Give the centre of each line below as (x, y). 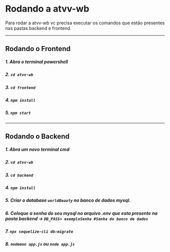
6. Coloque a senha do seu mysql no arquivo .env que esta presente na (81, 213)
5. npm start (18, 113)
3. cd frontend (20, 87)
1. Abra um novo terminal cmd (37, 149)
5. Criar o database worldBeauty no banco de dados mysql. (68, 200)
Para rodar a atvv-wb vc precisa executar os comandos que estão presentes (85, 23)
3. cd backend (19, 175)
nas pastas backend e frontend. (38, 28)
